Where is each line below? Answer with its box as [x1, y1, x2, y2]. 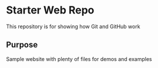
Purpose [6, 40, 38, 50]
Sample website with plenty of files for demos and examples [6, 55, 152, 62]
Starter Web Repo [6, 4, 95, 17]
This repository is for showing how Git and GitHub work [6, 23, 140, 30]
